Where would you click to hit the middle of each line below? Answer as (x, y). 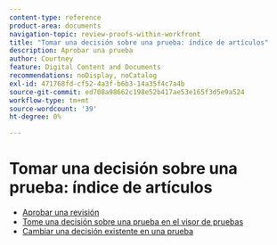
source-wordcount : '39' (53, 109)
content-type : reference (55, 17)
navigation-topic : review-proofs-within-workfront (105, 34)
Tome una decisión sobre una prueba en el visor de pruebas (133, 222)
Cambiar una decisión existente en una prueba (108, 232)
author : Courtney (41, 59)
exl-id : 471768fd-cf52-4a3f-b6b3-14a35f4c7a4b (97, 84)
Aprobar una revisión (61, 212)
